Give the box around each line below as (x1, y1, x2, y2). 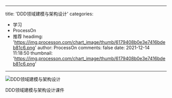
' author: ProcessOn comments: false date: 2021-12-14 (35, 44, 150, 51)
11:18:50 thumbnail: (12, 50, 53, 56)
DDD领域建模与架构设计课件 (5, 87, 65, 93)
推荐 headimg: (12, 34, 44, 39)
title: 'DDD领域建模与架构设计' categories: (5, 11, 94, 17)
